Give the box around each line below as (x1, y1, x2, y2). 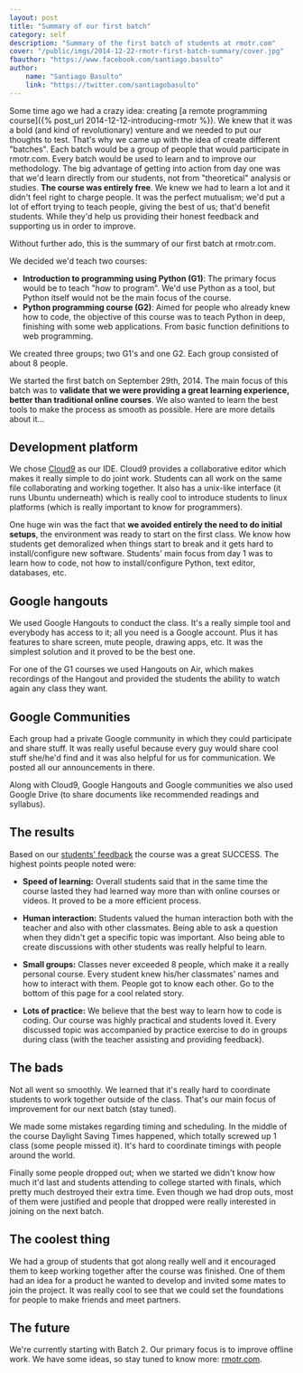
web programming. (22, 331, 94, 341)
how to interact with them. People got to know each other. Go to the (22, 977, 275, 989)
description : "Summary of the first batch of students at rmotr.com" (9, 38, 277, 48)
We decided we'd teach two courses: (9, 255, 148, 266)
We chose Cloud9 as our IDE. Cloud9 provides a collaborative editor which (9, 463, 287, 474)
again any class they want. (9, 683, 108, 694)
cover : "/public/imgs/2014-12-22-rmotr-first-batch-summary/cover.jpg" (9, 47, 284, 56)
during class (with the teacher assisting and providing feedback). (22, 1033, 264, 1044)
